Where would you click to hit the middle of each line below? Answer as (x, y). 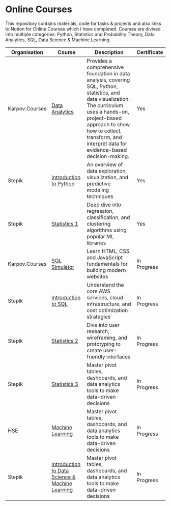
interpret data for (107, 144)
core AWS (98, 291)
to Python (63, 183)
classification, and (108, 217)
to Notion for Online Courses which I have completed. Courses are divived (83, 29)
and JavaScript (105, 257)
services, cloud (105, 297)
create (94, 350)
